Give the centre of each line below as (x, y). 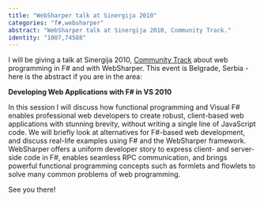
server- (243, 149)
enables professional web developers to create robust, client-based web (126, 116)
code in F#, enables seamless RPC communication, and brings (125, 158)
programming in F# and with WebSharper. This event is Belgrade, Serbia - (128, 69)
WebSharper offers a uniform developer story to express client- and (119, 149)
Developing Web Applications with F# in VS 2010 (90, 92)
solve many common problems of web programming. (94, 174)
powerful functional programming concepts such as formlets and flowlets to (132, 166)
